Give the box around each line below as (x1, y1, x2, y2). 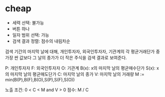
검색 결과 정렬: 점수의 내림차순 (12, 38, 70, 44)
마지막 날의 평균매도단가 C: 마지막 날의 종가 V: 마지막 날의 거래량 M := (10, 71, 144, 77)
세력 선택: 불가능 (12, 20, 44, 25)
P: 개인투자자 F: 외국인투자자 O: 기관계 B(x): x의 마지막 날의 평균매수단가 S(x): (5, 65, 156, 71)
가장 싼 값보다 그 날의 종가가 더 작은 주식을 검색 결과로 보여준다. (5, 54, 127, 60)
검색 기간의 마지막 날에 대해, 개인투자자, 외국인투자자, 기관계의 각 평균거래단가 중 (5, 48, 160, 54)
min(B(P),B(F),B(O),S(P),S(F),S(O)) (5, 76, 75, 82)
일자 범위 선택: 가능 (12, 32, 49, 38)
